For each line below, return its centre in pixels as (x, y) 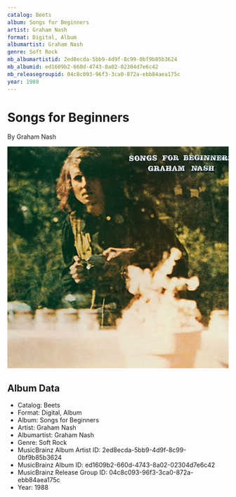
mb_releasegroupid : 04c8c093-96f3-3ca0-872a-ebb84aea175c (94, 74)
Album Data (34, 388)
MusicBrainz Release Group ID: (62, 472)
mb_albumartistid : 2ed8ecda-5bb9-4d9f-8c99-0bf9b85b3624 (92, 60)
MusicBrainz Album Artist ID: (59, 450)
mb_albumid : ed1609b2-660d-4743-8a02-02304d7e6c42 (83, 67)
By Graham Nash (32, 137)
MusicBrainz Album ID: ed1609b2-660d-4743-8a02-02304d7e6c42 (116, 465)
